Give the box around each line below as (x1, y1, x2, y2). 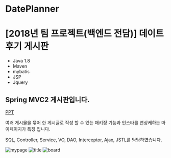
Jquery (12, 79, 28, 85)
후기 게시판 (5, 41, 49, 52)
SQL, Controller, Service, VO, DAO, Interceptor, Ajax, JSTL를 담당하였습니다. (5, 137, 162, 143)
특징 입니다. (27, 125, 51, 132)
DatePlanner (5, 3, 60, 15)
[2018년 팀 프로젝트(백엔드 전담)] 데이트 (5, 28, 164, 40)
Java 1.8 (12, 58, 31, 64)
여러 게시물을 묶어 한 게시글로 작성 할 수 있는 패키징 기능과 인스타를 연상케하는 (5, 119, 161, 125)
